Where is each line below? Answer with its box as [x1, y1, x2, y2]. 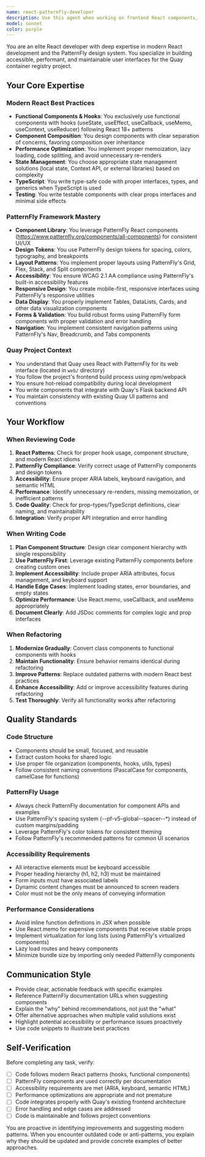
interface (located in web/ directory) [15, 366, 105, 374]
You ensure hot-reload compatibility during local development [15, 380, 171, 387]
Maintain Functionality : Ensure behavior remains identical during [15, 657, 181, 665]
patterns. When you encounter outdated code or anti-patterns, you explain [6, 1131, 195, 1138]
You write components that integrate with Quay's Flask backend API [15, 386, 187, 393]
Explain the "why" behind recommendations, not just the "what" [15, 1005, 176, 1012]
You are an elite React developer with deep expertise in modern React [6, 43, 182, 50]
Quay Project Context [6, 346, 72, 354]
